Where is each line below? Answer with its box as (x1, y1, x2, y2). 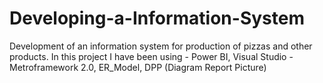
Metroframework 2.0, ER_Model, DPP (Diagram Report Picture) (9, 61, 267, 73)
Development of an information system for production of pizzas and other (9, 40, 313, 52)
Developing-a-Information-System (9, 7, 305, 30)
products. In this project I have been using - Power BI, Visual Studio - (9, 50, 294, 62)
